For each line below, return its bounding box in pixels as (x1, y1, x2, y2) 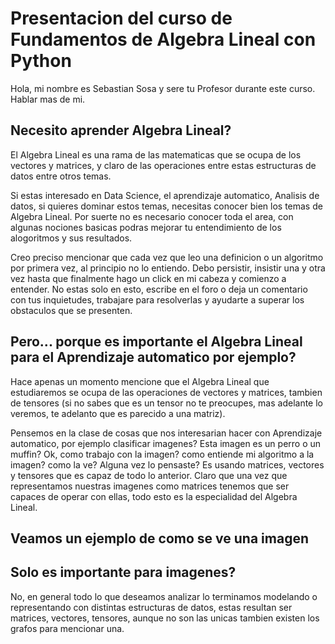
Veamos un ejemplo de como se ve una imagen (10, 530, 309, 547)
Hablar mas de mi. (10, 93, 86, 105)
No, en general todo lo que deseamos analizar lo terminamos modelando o (10, 590, 318, 602)
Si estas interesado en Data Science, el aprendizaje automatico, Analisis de (10, 189, 320, 201)
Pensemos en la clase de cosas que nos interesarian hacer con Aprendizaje (10, 427, 323, 439)
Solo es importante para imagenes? (10, 564, 237, 581)
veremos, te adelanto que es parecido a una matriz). (10, 407, 226, 419)
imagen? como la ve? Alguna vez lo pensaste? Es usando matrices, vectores (10, 458, 325, 471)
